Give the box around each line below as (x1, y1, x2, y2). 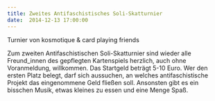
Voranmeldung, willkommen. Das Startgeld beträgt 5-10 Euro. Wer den (7, 64, 208, 72)
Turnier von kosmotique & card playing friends (7, 35, 140, 44)
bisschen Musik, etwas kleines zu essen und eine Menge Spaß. (7, 86, 189, 94)
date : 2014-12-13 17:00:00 (7, 17, 89, 24)
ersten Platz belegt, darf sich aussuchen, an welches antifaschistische (7, 71, 209, 80)
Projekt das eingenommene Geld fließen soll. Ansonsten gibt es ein (7, 78, 199, 86)
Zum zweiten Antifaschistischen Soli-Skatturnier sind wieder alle (7, 49, 192, 57)
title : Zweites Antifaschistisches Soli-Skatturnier (7, 10, 163, 17)
